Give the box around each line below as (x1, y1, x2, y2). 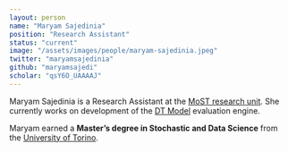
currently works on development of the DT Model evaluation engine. (9, 105, 261, 116)
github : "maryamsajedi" (9, 63, 98, 72)
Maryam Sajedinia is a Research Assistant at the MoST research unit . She (9, 96, 280, 106)
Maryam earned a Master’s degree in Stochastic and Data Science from (9, 122, 278, 133)
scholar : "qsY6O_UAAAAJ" (9, 72, 102, 80)
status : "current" (9, 38, 78, 47)
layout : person (9, 13, 66, 22)
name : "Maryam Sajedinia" (9, 21, 106, 30)
